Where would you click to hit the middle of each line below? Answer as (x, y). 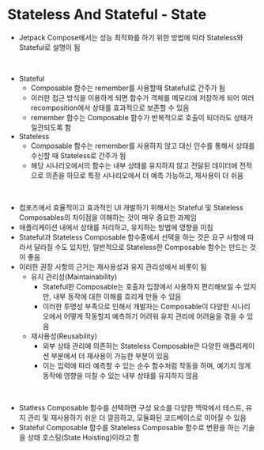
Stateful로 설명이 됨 (49, 47)
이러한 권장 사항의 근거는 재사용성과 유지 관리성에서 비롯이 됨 (113, 267)
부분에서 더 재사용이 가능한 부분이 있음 (110, 355)
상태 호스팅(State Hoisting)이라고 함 (83, 437)
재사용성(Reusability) (64, 336)
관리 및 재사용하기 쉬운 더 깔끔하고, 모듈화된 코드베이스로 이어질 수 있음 (137, 418)
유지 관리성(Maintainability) (74, 276)
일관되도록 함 (51, 127)
